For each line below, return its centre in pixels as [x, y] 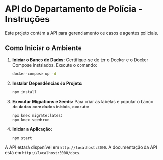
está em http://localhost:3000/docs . [43, 153]
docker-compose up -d [34, 74]
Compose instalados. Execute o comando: [55, 65]
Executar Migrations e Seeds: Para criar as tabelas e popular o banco [83, 101]
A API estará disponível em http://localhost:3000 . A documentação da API [81, 147]
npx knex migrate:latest [37, 115]
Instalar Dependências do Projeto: [47, 83]
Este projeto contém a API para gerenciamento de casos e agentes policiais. [82, 33]
